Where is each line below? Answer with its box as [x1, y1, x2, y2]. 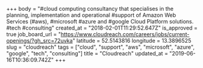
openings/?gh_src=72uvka [6, 37, 73, 44]
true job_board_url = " [6, 31, 61, 38]
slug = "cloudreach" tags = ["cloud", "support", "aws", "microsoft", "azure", [6, 43, 195, 51]
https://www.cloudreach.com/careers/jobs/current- [60, 31, 190, 38]
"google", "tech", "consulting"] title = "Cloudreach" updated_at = [6, 50, 168, 57]
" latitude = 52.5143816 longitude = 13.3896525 [72, 37, 191, 44]
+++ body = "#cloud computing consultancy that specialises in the [6, 5, 174, 12]
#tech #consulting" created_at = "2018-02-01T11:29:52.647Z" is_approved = [6, 24, 198, 31]
